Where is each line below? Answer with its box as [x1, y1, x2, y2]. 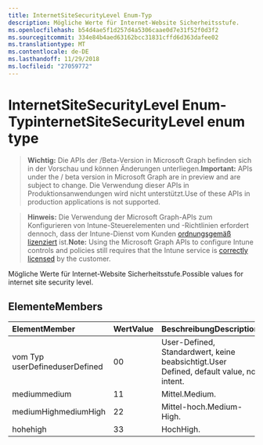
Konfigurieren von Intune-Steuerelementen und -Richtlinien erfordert [27, 220, 249, 230]
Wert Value [113, 323, 154, 334]
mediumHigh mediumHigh [12, 406, 106, 417]
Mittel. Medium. [161, 389, 217, 400]
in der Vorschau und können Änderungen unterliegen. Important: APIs [27, 164, 253, 173]
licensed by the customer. [27, 254, 111, 263]
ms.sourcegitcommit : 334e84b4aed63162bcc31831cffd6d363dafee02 [8, 33, 219, 42]
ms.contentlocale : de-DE [8, 48, 89, 56]
